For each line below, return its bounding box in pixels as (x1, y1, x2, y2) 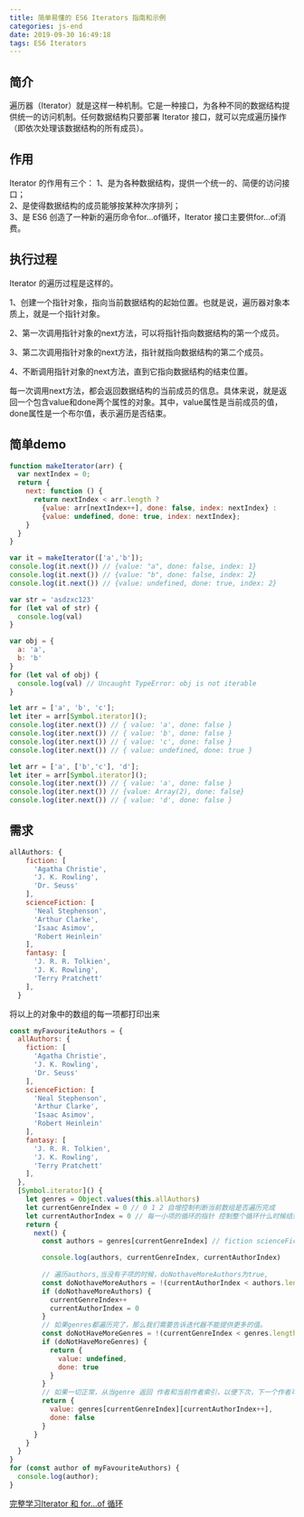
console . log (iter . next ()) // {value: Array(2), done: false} (9, 787, 245, 797)
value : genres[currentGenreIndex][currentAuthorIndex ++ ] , (49, 1405, 273, 1414)
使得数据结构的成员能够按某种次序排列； (30, 200, 181, 211)
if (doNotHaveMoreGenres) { (42, 1338, 147, 1347)
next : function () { (25, 486, 103, 496)
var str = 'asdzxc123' (9, 595, 95, 604)
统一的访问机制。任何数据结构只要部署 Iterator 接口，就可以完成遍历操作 (16, 111, 287, 122)
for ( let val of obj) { (9, 670, 100, 679)
